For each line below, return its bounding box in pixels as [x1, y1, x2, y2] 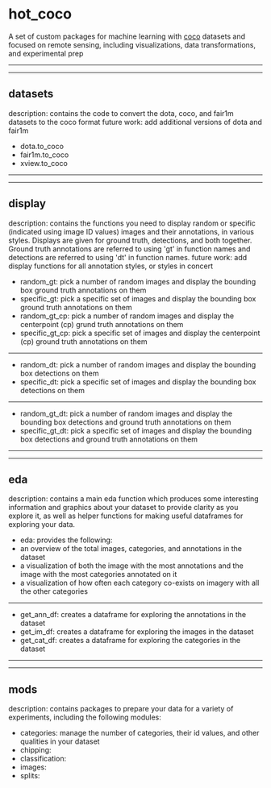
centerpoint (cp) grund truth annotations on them [19, 319, 184, 329]
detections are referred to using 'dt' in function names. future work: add [8, 252, 248, 262]
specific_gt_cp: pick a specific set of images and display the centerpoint [19, 328, 261, 338]
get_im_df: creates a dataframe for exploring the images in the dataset [19, 627, 254, 637]
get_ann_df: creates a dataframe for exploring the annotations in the [19, 610, 247, 620]
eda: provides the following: [19, 535, 113, 545]
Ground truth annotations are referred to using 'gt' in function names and [8, 243, 251, 254]
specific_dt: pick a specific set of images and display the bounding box [19, 376, 256, 387]
